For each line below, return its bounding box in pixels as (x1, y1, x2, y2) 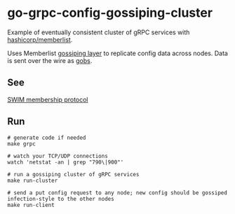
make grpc (7, 140, 36, 148)
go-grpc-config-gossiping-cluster (7, 5, 213, 21)
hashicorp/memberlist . (7, 35, 73, 43)
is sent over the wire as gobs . (7, 56, 93, 64)
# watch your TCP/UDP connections (7, 152, 109, 159)
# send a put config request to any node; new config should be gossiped (7, 189, 228, 197)
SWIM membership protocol (7, 95, 89, 104)
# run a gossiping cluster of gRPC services (7, 171, 140, 178)
